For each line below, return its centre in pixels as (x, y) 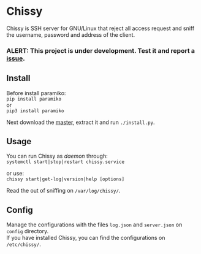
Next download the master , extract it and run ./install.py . (81, 122)
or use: (15, 174)
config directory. (28, 231)
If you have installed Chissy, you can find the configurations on (86, 238)
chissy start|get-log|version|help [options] (65, 179)
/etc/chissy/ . (24, 244)
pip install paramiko (34, 99)
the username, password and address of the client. (71, 34)
